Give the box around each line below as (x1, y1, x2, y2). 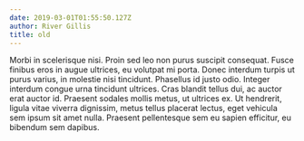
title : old (9, 30, 51, 39)
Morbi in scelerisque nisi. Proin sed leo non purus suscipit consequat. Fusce (9, 55, 295, 66)
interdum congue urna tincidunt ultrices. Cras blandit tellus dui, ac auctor (9, 83, 283, 95)
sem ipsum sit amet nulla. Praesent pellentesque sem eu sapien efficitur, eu (9, 112, 292, 123)
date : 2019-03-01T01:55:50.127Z (9, 13, 132, 23)
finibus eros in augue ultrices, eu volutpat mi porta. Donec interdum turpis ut (9, 64, 295, 75)
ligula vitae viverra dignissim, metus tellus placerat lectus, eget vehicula (9, 103, 279, 114)
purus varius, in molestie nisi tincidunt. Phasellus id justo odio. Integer (9, 74, 270, 85)
